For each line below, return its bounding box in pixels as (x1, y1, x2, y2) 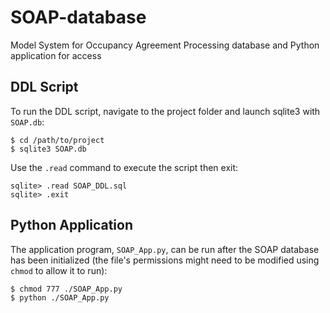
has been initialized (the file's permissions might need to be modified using (10, 254, 320, 266)
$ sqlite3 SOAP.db (10, 144, 87, 154)
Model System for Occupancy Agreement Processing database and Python (10, 39, 320, 51)
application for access (10, 49, 102, 61)
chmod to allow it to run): (10, 264, 108, 276)
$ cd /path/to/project (10, 135, 105, 145)
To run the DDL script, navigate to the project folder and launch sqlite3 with (10, 105, 321, 117)
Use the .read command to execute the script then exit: (10, 161, 239, 173)
